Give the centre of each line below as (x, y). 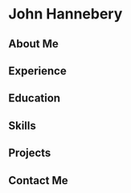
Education (35, 99)
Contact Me (38, 181)
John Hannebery (65, 14)
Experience (37, 70)
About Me (33, 44)
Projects (30, 153)
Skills (22, 125)
